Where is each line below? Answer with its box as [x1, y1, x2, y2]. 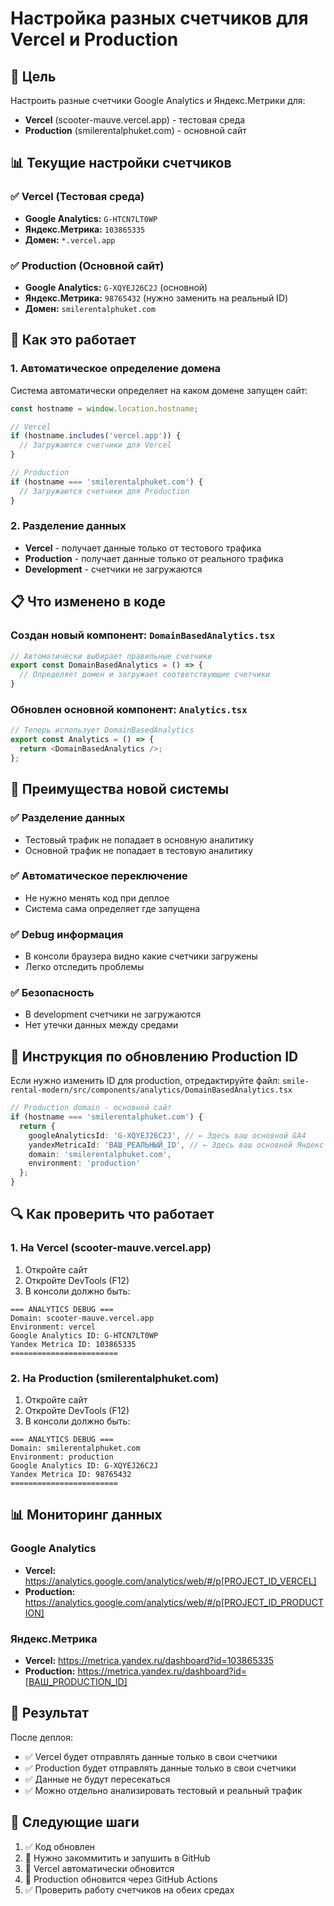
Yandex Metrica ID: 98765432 [10, 1470, 132, 1480]
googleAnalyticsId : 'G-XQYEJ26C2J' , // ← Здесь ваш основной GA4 [28, 1130, 307, 1141]
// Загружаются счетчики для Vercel [19, 440, 172, 451]
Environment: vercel [10, 1322, 97, 1332]
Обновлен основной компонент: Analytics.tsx [10, 702, 248, 716]
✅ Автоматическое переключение [10, 869, 188, 883]
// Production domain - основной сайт [10, 1103, 172, 1113]
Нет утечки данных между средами [24, 1019, 179, 1031]
